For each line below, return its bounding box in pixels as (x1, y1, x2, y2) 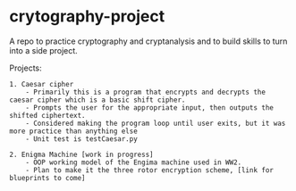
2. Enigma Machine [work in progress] (9, 150, 154, 159)
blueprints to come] (9, 173, 87, 182)
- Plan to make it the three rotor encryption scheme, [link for (25, 165, 275, 175)
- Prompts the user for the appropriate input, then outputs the (25, 103, 275, 112)
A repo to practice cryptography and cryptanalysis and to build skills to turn (9, 36, 288, 46)
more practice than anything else (9, 127, 139, 136)
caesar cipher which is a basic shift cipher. (9, 95, 186, 104)
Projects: (9, 62, 42, 73)
